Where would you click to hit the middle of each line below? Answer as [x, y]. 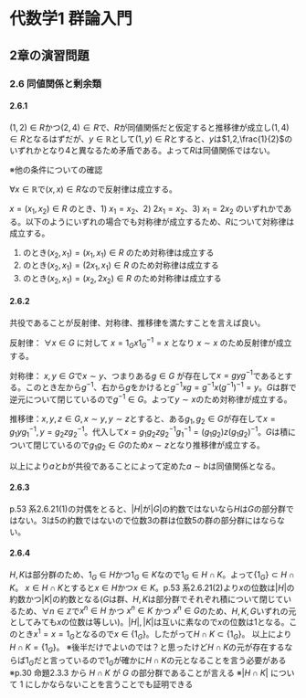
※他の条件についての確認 [56, 169]
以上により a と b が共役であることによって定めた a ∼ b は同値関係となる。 [145, 466]
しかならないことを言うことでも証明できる [113, 684]
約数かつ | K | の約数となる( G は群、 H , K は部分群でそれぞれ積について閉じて [147, 598]
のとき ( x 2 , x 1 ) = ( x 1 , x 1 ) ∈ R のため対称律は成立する [118, 254]
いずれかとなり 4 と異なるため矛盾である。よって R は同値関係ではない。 [142, 150]
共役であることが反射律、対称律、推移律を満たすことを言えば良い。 [137, 323]
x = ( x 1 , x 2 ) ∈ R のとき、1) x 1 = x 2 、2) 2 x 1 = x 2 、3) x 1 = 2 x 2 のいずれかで [147, 209]
